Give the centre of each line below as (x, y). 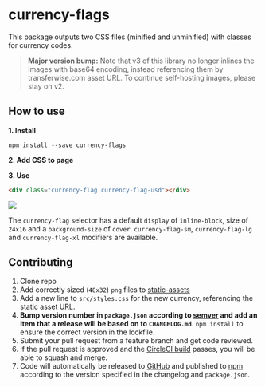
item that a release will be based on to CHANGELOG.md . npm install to (131, 324)
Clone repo (38, 282)
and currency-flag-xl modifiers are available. (83, 237)
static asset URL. (47, 307)
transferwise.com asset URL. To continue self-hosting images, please (142, 77)
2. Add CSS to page (41, 160)
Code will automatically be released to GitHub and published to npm (131, 366)
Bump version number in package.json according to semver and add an (138, 315)
